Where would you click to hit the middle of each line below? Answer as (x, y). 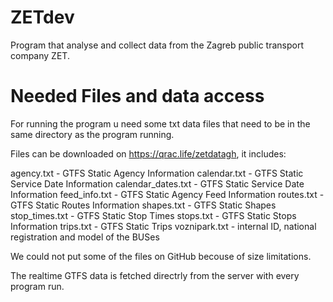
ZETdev (42, 17)
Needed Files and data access (137, 96)
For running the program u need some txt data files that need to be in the (160, 123)
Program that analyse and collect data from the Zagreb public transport (157, 45)
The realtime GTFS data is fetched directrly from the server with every (155, 275)
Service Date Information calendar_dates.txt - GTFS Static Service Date (157, 183)
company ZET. (40, 55)
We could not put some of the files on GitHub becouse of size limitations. (161, 256)
